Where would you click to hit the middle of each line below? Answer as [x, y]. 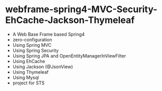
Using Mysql [26, 77]
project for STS [28, 83]
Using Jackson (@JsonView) [43, 67]
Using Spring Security [36, 50]
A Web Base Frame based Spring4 [48, 34]
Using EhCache [29, 61]
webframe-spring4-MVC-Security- [81, 9]
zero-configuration [32, 40]
